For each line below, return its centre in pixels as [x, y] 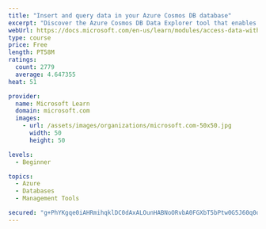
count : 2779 [35, 67]
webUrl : [21, 30]
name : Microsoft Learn [53, 104]
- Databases [35, 191]
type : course [30, 38]
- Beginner [33, 162]
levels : [21, 155]
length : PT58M [32, 52]
